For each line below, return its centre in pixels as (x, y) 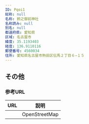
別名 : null (15, 28)
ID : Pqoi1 (15, 10)
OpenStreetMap (40, 115)
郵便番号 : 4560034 (22, 51)
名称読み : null (19, 23)
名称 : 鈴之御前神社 (22, 19)
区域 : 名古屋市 (18, 37)
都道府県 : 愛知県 (20, 32)
